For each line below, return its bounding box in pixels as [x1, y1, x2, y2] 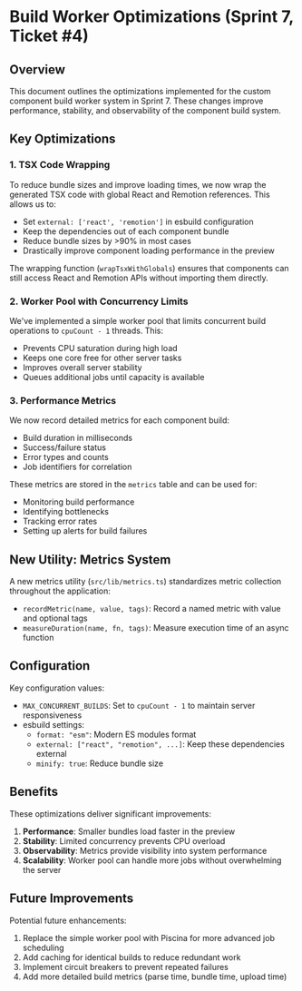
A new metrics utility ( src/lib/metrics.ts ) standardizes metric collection [9, 576, 282, 587]
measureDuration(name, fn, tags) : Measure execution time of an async [22, 623, 289, 633]
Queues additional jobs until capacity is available [22, 371, 205, 382]
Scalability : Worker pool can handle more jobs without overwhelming [22, 855, 282, 866]
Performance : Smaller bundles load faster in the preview [22, 826, 236, 837]
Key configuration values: [9, 682, 105, 693]
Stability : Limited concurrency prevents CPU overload [22, 835, 226, 846]
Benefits [9, 784, 59, 800]
